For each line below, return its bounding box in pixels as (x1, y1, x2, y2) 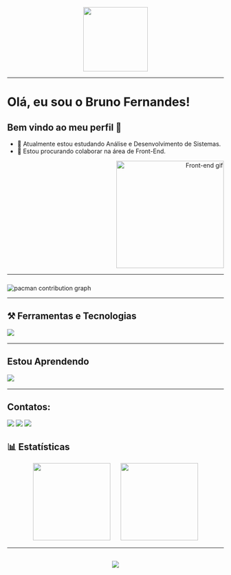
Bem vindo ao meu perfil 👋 (7, 122, 122, 133)
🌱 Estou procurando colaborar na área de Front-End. (16, 147, 166, 155)
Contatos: (7, 401, 51, 413)
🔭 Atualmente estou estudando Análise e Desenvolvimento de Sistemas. (16, 140, 221, 148)
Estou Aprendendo (7, 356, 89, 368)
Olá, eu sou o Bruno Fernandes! (7, 94, 190, 110)
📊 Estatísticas (7, 441, 70, 453)
